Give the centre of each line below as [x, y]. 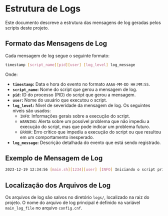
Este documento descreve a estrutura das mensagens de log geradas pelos [83, 22]
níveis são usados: [31, 110]
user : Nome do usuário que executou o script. [60, 100]
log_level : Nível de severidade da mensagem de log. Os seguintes [81, 105]
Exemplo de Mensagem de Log [54, 158]
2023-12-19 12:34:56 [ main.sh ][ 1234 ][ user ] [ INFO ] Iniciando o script [80, 170]
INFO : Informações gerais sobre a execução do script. [75, 116]
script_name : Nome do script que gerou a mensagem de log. [75, 89]
